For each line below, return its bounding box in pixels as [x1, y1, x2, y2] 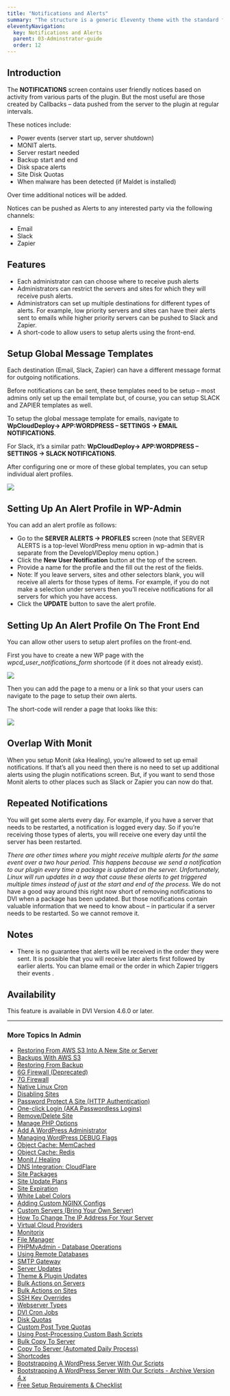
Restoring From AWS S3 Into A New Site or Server [16, 1046, 158, 1054]
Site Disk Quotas [16, 170, 64, 178]
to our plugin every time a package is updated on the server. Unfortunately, [7, 865, 220, 873]
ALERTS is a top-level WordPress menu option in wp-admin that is [16, 542, 204, 550]
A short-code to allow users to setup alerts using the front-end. [16, 328, 196, 336]
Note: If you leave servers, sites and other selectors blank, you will [16, 571, 205, 579]
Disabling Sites [16, 1090, 60, 1098]
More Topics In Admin [7, 1030, 81, 1040]
